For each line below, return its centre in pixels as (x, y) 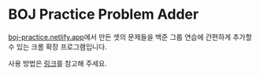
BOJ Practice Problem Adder (104, 14)
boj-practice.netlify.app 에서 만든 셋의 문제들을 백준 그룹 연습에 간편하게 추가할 (130, 37)
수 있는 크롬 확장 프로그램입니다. (58, 46)
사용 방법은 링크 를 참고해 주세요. (58, 63)
